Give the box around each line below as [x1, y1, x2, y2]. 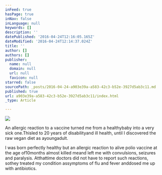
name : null [9, 62, 32, 66]
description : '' [5, 30, 38, 35]
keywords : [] [5, 25, 32, 30]
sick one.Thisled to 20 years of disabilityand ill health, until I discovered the [5, 130, 156, 136]
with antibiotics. [5, 166, 37, 172]
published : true [5, 89, 38, 94]
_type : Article [5, 98, 36, 103]
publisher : [5, 57, 27, 62]
